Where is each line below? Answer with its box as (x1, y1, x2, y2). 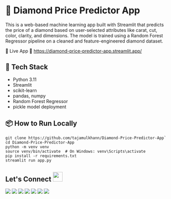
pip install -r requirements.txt (5, 153, 77, 158)
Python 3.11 (12, 76, 37, 83)
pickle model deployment (12, 104, 67, 110)
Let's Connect (5, 174, 51, 184)
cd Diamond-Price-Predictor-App (5, 140, 74, 145)
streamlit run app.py (5, 157, 52, 163)
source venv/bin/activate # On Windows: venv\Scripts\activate (5, 149, 146, 154)
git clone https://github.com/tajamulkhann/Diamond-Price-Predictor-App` (5, 135, 167, 141)
